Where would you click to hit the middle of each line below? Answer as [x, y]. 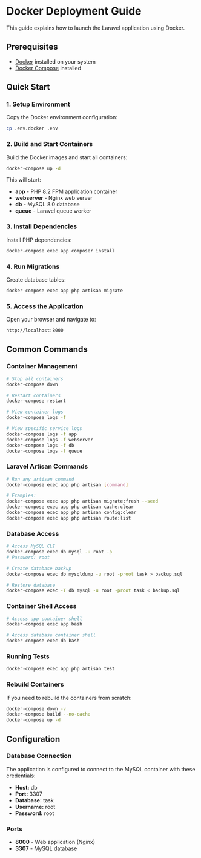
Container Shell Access [41, 606]
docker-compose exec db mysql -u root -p [59, 552]
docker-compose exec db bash [43, 641]
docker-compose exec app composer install [61, 251]
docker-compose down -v [36, 709]
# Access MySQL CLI [31, 546]
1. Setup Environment [38, 104]
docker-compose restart [36, 401]
